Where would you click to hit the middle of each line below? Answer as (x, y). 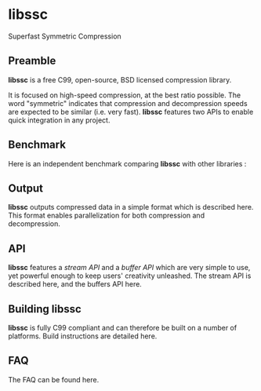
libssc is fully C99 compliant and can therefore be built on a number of (123, 328)
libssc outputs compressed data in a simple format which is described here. (131, 207)
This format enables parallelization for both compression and (107, 216)
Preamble (32, 61)
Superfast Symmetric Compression (65, 36)
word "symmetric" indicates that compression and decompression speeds (128, 103)
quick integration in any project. (59, 120)
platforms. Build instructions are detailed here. (83, 336)
